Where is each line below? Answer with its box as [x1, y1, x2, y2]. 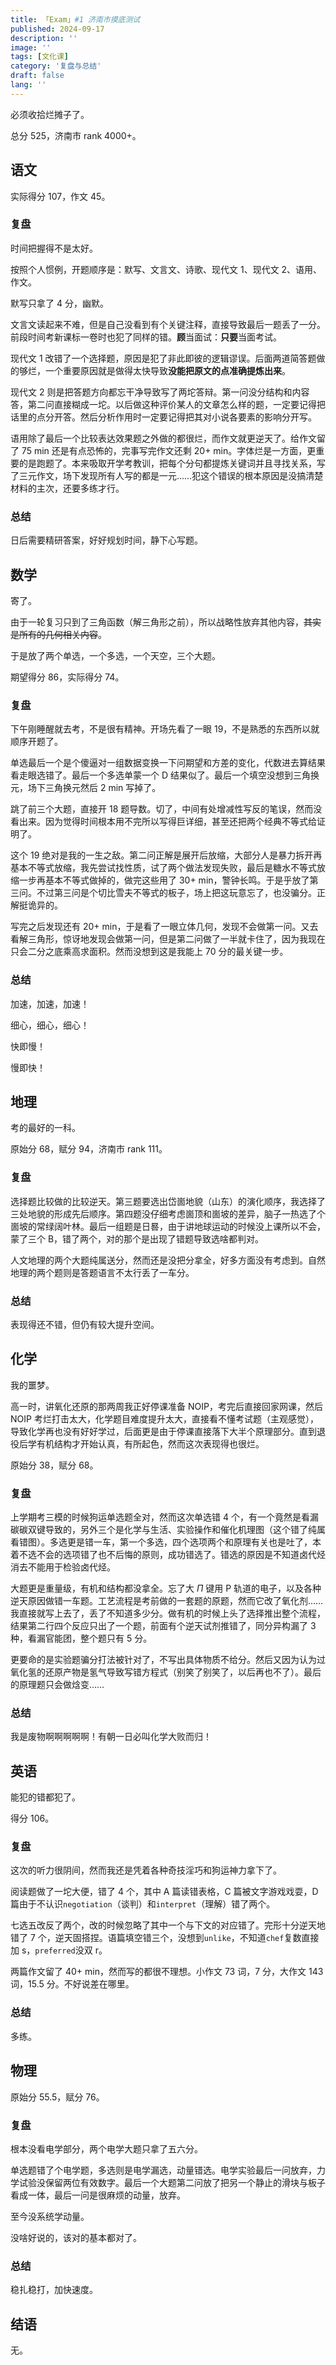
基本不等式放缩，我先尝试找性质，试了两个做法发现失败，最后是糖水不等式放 [10, 862, 326, 874]
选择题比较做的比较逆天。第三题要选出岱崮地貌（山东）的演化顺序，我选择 [10, 1195, 317, 1207]
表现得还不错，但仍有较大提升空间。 [10, 1318, 160, 1330]
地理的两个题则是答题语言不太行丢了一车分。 [10, 1266, 195, 1278]
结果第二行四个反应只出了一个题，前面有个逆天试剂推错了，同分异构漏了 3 [10, 1620, 317, 1632]
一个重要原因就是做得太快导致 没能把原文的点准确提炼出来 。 [44, 364, 291, 376]
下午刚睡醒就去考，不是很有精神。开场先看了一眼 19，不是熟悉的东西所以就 [10, 723, 320, 735]
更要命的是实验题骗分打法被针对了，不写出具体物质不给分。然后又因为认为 [10, 1654, 317, 1666]
